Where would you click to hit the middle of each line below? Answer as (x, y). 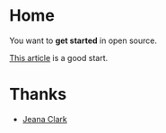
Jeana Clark (44, 119)
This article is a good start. (59, 58)
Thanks (38, 94)
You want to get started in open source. (83, 40)
